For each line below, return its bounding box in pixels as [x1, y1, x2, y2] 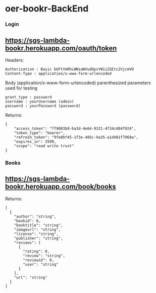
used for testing [5, 85, 38, 91]
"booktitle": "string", [14, 222, 63, 228]
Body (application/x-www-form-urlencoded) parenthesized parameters [5, 80, 151, 86]
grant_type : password [5, 95, 52, 99]
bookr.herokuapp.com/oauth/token [5, 44, 117, 52]
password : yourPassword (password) [5, 103, 81, 108]
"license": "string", [14, 231, 58, 236]
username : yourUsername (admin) [5, 99, 74, 104]
